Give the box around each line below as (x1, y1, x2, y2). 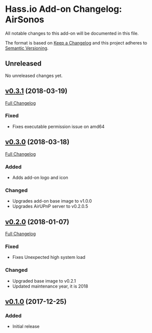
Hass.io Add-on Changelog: (5, 3, 122, 15)
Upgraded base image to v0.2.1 (12, 278, 76, 284)
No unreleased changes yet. (5, 73, 63, 79)
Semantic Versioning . (5, 45, 49, 51)
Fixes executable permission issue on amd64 (12, 124, 105, 129)
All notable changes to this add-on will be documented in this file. (5, 30, 139, 36)
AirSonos (5, 14, 45, 25)
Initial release (12, 324, 40, 330)
